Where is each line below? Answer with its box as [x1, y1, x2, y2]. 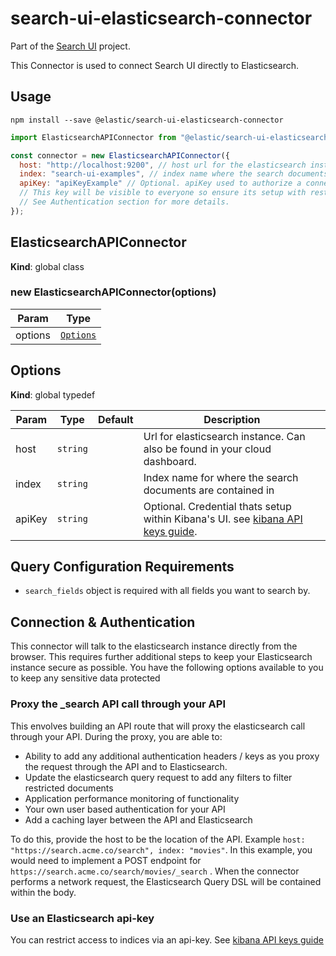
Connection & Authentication [10, 613, 196, 631]
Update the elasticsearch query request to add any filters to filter [24, 771, 293, 783]
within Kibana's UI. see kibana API [143, 512, 303, 526]
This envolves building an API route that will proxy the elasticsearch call [10, 720, 306, 732]
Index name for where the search [143, 470, 299, 484]
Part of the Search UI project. [10, 40, 131, 52]
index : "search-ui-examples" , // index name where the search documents [19, 169, 329, 179]
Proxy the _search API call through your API [10, 697, 227, 711]
